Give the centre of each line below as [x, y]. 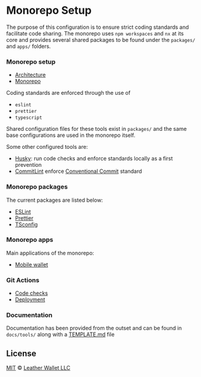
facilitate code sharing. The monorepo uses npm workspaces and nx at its [95, 33]
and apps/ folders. [28, 46]
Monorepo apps [30, 240]
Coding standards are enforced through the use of [68, 93]
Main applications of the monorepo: [50, 253]
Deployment [30, 300]
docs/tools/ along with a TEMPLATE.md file [61, 334]
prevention [28, 165]
